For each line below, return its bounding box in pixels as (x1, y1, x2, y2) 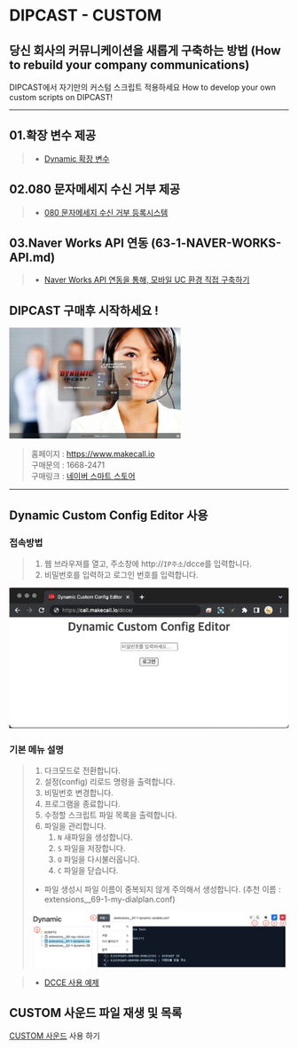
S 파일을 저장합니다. (57, 842, 126, 853)
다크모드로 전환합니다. (43, 765, 122, 776)
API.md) (9, 250, 56, 265)
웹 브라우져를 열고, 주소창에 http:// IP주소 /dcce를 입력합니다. (43, 558, 253, 569)
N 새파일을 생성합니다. (57, 832, 133, 842)
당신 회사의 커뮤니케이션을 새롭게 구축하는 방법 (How (9, 43, 281, 58)
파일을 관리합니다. (43, 820, 106, 831)
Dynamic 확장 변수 (43, 153, 110, 164)
